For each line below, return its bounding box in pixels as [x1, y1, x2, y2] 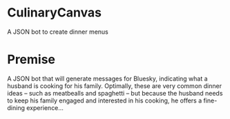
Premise [7, 52, 56, 67]
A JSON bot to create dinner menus [7, 28, 109, 36]
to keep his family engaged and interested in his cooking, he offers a [7, 96, 202, 105]
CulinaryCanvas [7, 5, 102, 21]
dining [7, 103, 26, 111]
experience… [26, 103, 64, 111]
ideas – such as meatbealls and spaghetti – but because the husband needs [7, 89, 223, 97]
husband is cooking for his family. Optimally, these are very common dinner [7, 81, 222, 90]
